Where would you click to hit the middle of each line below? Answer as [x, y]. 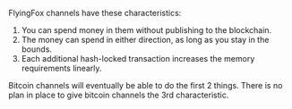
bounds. [37, 49]
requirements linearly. [61, 68]
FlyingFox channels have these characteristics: [95, 13]
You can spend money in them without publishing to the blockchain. [146, 30]
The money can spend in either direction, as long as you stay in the [145, 40]
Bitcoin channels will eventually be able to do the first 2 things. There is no [146, 85]
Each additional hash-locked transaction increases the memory [138, 59]
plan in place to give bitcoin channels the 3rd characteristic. [119, 95]
